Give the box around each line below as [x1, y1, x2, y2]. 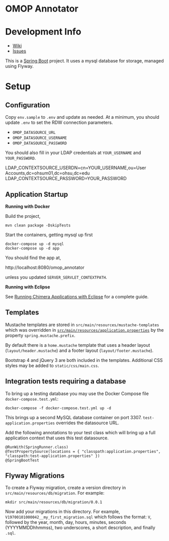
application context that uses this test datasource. [5, 435, 109, 441]
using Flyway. [5, 63, 34, 69]
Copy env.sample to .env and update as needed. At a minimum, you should [5, 114, 159, 120]
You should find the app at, [5, 255, 61, 261]
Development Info [5, 26, 81, 38]
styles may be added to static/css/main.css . [5, 362, 99, 368]
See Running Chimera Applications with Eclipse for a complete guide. [5, 293, 149, 299]
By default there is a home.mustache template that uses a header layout [5, 342, 150, 348]
